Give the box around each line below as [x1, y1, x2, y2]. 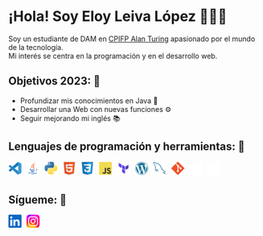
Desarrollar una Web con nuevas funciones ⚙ [19, 104, 172, 114]
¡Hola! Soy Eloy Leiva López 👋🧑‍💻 [8, 7, 228, 26]
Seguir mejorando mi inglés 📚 [19, 113, 121, 123]
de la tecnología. [8, 42, 64, 52]
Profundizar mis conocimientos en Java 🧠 [19, 96, 158, 106]
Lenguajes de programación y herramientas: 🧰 [8, 140, 245, 154]
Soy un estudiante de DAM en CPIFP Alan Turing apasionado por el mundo [8, 34, 256, 43]
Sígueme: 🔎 [8, 193, 67, 206]
